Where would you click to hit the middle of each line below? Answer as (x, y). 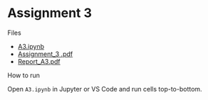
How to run (24, 75)
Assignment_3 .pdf (45, 54)
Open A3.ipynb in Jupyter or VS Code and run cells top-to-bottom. (105, 89)
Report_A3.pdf (39, 61)
